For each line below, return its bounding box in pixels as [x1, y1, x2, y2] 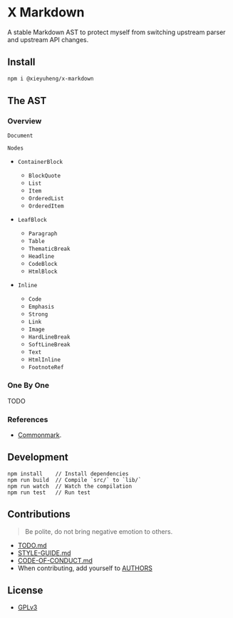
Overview [7, 115, 42, 125]
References [7, 414, 48, 424]
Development [7, 451, 69, 463]
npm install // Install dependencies [7, 470, 130, 478]
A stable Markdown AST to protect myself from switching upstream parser [7, 28, 226, 36]
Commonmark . [17, 431, 62, 439]
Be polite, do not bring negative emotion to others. [24, 527, 173, 535]
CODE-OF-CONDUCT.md [17, 556, 93, 565]
